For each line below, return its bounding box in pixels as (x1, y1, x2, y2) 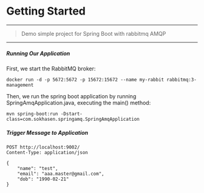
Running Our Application (6, 50, 70, 57)
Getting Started (6, 4, 86, 18)
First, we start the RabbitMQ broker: (6, 65, 96, 72)
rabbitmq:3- (166, 76, 197, 83)
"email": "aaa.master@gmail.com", (17, 171, 104, 177)
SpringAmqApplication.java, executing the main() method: (6, 99, 151, 106)
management (6, 82, 34, 88)
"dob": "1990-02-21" (17, 176, 69, 182)
